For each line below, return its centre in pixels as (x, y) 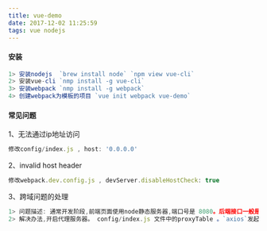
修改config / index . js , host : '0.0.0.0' (73, 149)
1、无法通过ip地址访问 (44, 134)
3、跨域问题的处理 (39, 197)
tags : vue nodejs (37, 30)
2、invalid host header (45, 166)
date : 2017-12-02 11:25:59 (53, 23)
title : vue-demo (35, 15)
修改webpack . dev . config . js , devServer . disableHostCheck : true (114, 181)
